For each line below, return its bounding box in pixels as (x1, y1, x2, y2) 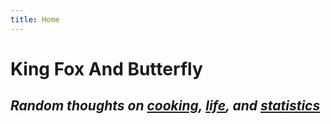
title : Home (10, 14, 60, 25)
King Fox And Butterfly (10, 57, 203, 80)
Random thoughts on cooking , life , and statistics (10, 97, 321, 115)
